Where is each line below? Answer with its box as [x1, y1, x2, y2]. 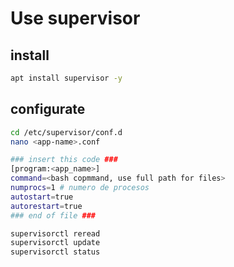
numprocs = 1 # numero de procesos [10, 183, 150, 193]
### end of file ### [10, 210, 97, 221]
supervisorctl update [10, 238, 101, 248]
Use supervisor [10, 7, 141, 30]
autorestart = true [10, 201, 83, 211]
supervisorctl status [10, 247, 101, 257]
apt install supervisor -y [10, 73, 123, 83]
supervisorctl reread [10, 228, 101, 239]
